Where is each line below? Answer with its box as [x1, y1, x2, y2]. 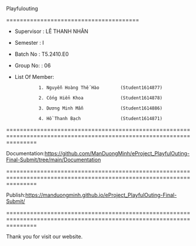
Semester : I [14, 39, 44, 46]
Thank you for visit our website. [6, 233, 83, 240]
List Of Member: [14, 74, 54, 80]
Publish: [6, 191, 26, 198]
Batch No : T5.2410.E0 [14, 51, 69, 58]
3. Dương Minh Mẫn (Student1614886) [38, 105, 163, 111]
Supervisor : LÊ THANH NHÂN [14, 28, 88, 35]
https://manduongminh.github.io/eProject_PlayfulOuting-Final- [25, 191, 177, 198]
